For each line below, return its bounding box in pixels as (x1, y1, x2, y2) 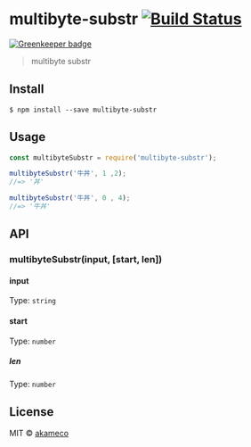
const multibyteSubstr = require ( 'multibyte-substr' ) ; (9, 153, 217, 162)
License (9, 404, 54, 419)
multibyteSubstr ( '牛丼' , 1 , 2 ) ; (9, 170, 127, 178)
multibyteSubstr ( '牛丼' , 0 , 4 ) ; (9, 194, 131, 203)
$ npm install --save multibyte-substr (9, 105, 158, 114)
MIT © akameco (9, 428, 69, 439)
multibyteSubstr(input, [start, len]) (9, 253, 163, 266)
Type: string (9, 295, 56, 306)
